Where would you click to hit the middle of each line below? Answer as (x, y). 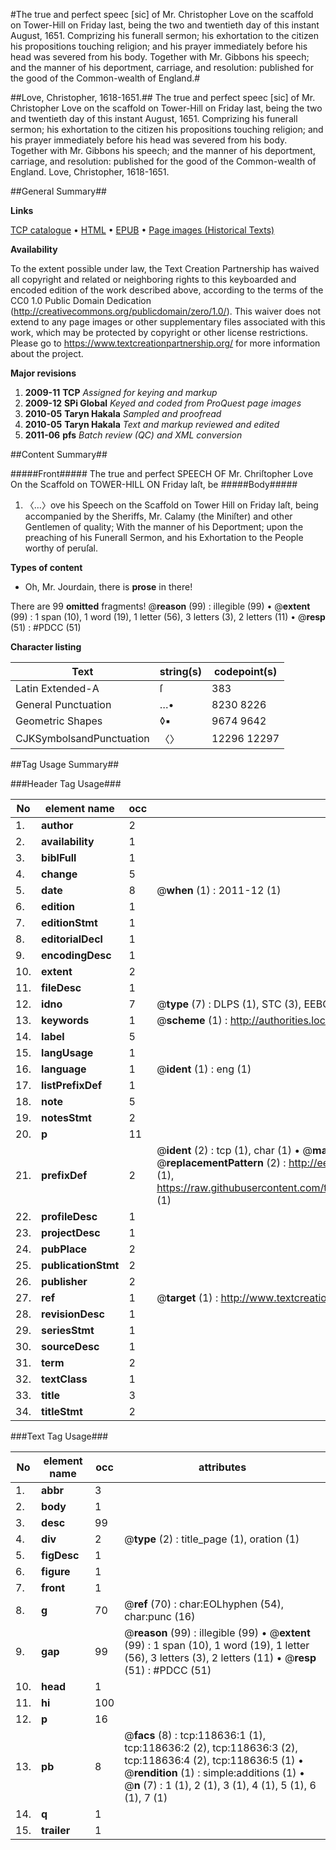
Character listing (46, 647)
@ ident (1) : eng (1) (204, 1069)
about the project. (47, 353)
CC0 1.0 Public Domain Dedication (81, 300)
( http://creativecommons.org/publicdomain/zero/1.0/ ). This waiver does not (166, 311)
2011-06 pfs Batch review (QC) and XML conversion (133, 435)
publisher (64, 1281)
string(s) (181, 671)
